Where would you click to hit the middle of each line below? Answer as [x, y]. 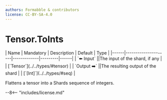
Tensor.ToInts [34, 39]
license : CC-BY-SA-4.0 [29, 14]
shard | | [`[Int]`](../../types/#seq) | [40, 73]
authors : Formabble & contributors [42, 10]
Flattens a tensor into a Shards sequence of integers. [60, 83]
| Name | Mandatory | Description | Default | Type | [57, 53]
